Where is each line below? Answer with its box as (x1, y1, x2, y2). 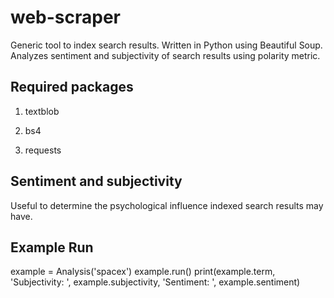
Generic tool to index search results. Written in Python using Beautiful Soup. (10, 39, 323, 51)
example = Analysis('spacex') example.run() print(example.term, (10, 266, 276, 278)
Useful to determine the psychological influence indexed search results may (10, 199, 324, 211)
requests (24, 144, 62, 156)
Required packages (10, 79, 134, 96)
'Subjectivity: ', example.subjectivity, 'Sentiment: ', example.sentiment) (10, 276, 301, 288)
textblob (24, 105, 60, 117)
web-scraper (10, 6, 122, 29)
